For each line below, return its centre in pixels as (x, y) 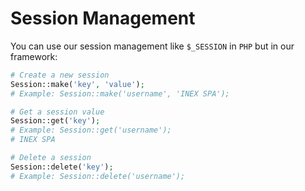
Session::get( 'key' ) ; (55, 121)
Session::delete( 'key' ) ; (62, 167)
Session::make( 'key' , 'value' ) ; (77, 84)
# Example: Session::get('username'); (91, 130)
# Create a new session (60, 75)
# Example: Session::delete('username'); (98, 176)
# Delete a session (51, 158)
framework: (34, 56)
